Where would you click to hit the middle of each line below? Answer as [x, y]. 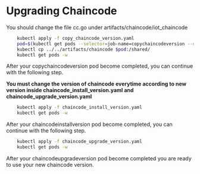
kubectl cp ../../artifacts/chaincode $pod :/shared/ [84, 49]
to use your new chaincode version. [50, 164]
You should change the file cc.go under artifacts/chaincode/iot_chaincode [97, 27]
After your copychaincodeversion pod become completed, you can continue [100, 66]
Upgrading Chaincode [62, 11]
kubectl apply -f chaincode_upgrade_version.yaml [80, 142]
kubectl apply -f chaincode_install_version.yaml [80, 107]
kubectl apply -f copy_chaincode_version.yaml [76, 38]
